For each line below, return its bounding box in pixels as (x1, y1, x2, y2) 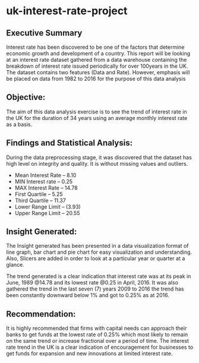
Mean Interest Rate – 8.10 (14, 171, 77, 179)
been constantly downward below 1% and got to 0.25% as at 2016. (6, 292, 169, 299)
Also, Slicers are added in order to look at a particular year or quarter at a (6, 255, 185, 262)
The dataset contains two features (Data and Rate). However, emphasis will (6, 69, 190, 75)
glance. (6, 261, 25, 269)
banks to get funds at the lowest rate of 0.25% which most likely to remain (6, 331, 188, 338)
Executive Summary (6, 28, 83, 38)
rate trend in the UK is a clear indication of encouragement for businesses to (6, 343, 194, 351)
